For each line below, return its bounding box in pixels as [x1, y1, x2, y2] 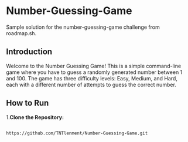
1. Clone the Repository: [6, 113, 64, 121]
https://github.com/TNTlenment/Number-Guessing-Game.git [6, 130, 148, 136]
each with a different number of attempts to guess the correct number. [6, 81, 177, 88]
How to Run [6, 98, 49, 108]
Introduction [6, 47, 53, 57]
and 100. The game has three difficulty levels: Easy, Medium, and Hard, [6, 75, 177, 82]
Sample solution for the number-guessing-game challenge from [6, 23, 160, 31]
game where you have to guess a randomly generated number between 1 [6, 69, 183, 76]
